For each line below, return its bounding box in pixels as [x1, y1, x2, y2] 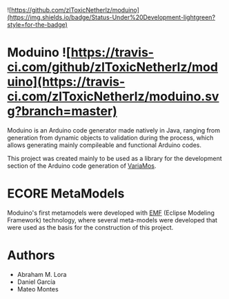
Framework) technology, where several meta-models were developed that [7, 215, 218, 224]
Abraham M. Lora [17, 270, 67, 278]
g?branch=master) [7, 104, 117, 119]
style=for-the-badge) [7, 21, 68, 28]
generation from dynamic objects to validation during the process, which [7, 133, 214, 142]
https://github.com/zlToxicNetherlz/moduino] [11, 6, 140, 14]
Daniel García [17, 278, 56, 286]
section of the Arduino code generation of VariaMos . [7, 162, 157, 170]
